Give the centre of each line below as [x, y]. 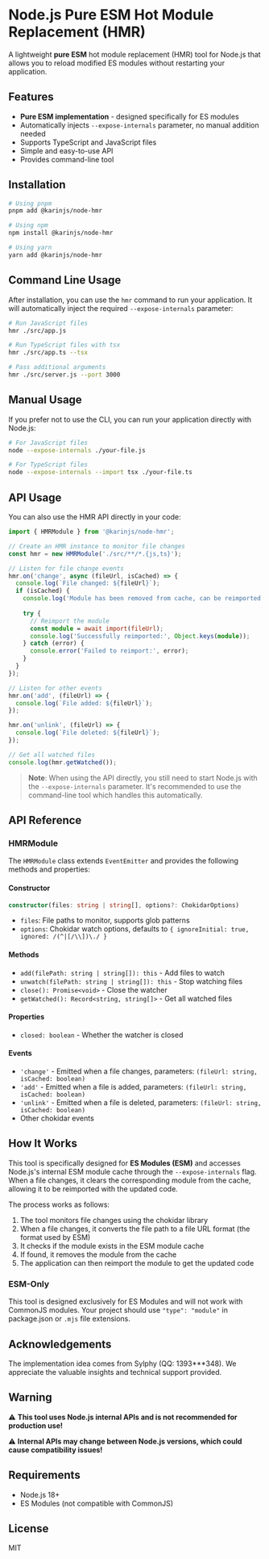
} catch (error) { [54, 644]
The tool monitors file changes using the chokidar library [114, 1220]
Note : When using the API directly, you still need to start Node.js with [143, 778]
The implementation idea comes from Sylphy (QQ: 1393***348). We [122, 1364]
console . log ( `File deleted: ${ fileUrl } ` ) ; [88, 733]
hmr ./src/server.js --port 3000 [64, 375]
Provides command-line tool [67, 159]
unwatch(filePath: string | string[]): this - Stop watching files [131, 981]
